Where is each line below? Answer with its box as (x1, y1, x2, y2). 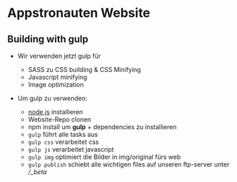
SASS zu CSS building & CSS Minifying (28, 66, 141, 73)
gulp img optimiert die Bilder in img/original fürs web (28, 153, 181, 161)
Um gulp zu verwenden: (17, 94, 87, 102)
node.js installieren (28, 108, 83, 116)
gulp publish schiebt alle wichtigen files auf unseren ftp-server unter (28, 160, 230, 169)
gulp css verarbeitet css (28, 138, 99, 146)
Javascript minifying (28, 73, 87, 81)
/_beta (28, 168, 47, 176)
